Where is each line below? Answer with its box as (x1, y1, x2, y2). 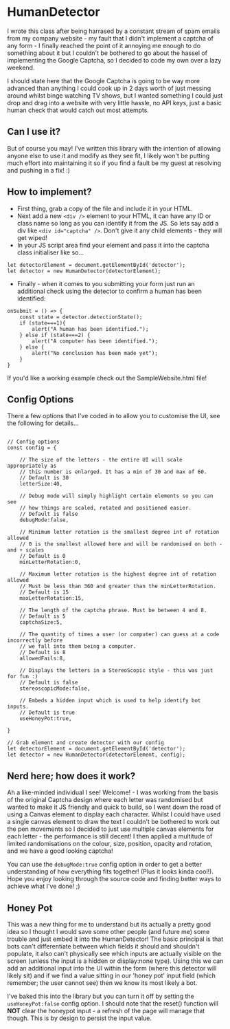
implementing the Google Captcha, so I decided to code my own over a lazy (7, 56, 222, 64)
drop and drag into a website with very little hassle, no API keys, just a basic (7, 98, 222, 107)
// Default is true (19, 709, 76, 716)
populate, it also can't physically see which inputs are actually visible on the (7, 950, 222, 957)
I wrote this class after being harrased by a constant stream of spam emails (7, 27, 220, 35)
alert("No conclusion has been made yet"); (32, 349, 158, 356)
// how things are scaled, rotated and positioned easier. (19, 505, 192, 512)
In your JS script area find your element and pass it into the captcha (16, 241, 209, 249)
